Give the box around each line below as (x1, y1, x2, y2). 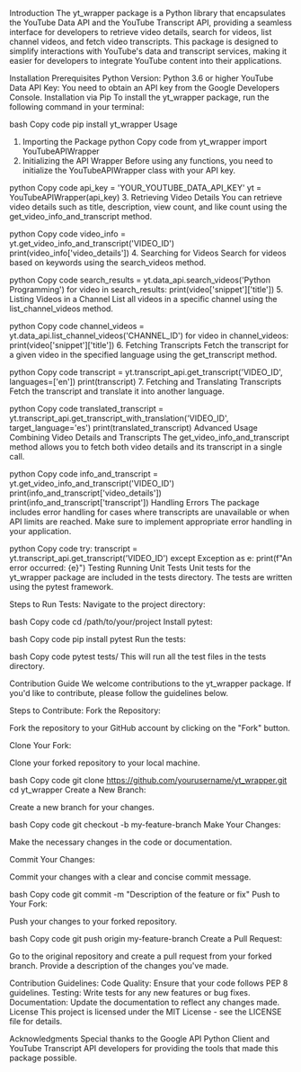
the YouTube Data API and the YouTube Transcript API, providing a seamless (9, 17, 292, 28)
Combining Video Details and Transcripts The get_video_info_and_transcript (9, 432, 290, 442)
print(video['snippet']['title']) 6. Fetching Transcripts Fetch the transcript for (9, 340, 289, 350)
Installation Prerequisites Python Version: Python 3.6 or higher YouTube (9, 73, 274, 84)
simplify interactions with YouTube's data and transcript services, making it (9, 46, 288, 57)
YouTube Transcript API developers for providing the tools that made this (9, 1043, 279, 1053)
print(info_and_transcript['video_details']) (9, 487, 162, 498)
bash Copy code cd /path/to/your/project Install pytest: (9, 616, 213, 627)
